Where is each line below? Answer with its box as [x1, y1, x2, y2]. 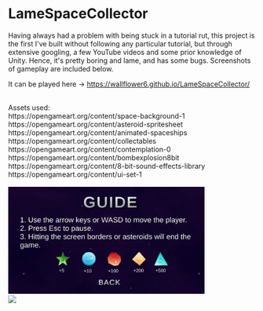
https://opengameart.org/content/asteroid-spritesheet [8, 119, 183, 129]
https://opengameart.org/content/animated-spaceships [8, 127, 188, 137]
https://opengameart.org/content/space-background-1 [8, 111, 185, 120]
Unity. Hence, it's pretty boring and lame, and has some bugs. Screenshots [8, 56, 251, 65]
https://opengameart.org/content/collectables [8, 136, 157, 145]
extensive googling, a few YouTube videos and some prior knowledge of [8, 47, 242, 57]
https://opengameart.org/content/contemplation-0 [8, 145, 171, 154]
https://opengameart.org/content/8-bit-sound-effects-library [8, 161, 206, 170]
